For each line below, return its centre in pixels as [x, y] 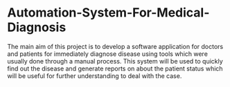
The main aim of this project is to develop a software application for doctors [115, 46]
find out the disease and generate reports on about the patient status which [115, 68]
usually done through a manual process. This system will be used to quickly [115, 61]
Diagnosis [37, 27]
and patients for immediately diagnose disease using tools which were [107, 54]
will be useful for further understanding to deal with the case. [95, 76]
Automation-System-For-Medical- [108, 13]
